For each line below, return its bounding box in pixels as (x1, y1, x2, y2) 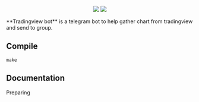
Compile (6, 42, 38, 52)
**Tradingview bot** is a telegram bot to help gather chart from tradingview (6, 18, 193, 25)
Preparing (6, 89, 31, 96)
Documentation (6, 73, 65, 83)
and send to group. (6, 24, 53, 31)
